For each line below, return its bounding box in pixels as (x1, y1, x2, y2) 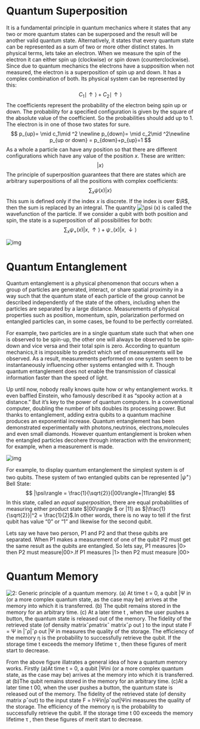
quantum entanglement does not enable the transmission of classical (6, 367, 176, 375)
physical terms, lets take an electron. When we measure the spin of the (6, 49, 181, 56)
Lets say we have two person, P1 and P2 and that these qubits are (6, 529, 168, 537)
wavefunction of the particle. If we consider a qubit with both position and (6, 210, 188, 217)
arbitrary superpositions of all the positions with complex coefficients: (6, 177, 178, 184)
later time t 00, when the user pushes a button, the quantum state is (6, 683, 173, 691)
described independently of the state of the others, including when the (6, 299, 180, 306)
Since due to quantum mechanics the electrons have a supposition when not (6, 62, 195, 70)
